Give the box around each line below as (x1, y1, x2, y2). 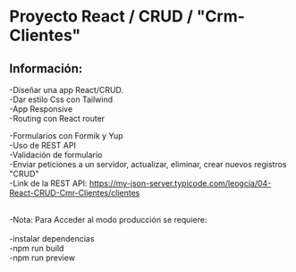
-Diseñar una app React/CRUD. (9, 85, 123, 95)
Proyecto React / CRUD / (9, 6, 194, 27)
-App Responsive (9, 104, 73, 114)
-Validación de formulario (9, 149, 103, 160)
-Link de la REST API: (9, 178, 88, 189)
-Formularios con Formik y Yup (9, 131, 123, 140)
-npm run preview (9, 252, 76, 263)
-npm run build (9, 243, 64, 253)
